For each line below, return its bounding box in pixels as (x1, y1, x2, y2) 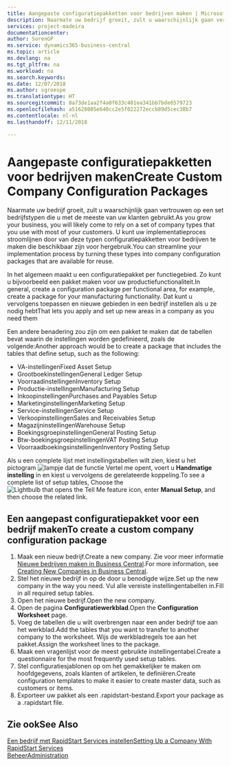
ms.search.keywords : (7, 74, 67, 81)
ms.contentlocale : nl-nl (7, 112, 78, 119)
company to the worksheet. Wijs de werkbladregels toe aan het (16, 633, 197, 641)
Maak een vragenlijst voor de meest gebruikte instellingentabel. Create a (16, 647, 221, 656)
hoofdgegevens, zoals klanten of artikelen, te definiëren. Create (16, 669, 196, 677)
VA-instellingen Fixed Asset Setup (16, 363, 112, 371)
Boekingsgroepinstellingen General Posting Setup (16, 429, 157, 437)
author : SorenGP (7, 36, 54, 43)
